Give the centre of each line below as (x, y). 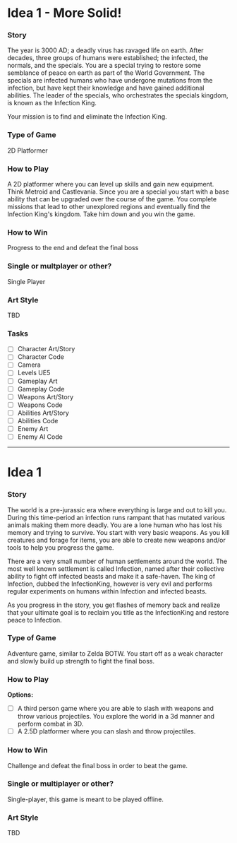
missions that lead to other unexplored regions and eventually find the (109, 207)
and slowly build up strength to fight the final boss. (81, 661)
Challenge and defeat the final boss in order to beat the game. (98, 765)
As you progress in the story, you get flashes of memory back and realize (114, 605)
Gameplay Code (41, 389)
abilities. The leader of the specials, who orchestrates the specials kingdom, (118, 95)
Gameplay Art (37, 381)
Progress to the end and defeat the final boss (73, 248)
